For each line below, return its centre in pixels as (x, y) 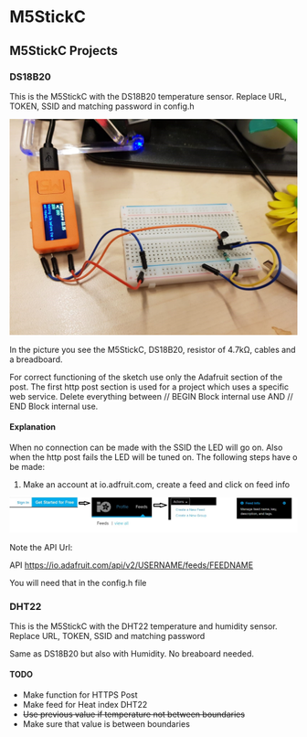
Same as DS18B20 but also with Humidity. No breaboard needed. (132, 653)
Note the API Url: (41, 547)
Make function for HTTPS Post (80, 695)
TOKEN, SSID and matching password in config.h (102, 106)
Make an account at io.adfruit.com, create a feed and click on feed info (156, 485)
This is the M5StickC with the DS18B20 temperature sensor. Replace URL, (148, 96)
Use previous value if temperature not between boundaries (133, 714)
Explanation (33, 427)
